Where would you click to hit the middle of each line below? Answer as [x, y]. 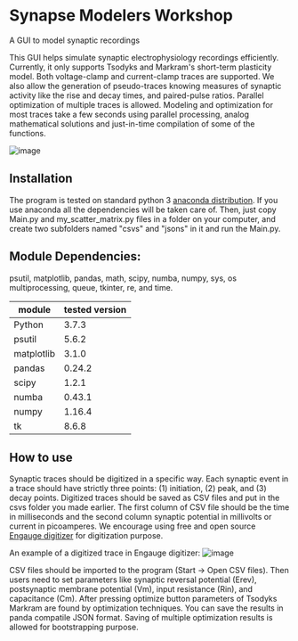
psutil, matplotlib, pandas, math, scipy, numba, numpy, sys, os [123, 278]
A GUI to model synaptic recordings [75, 40]
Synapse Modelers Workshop [121, 16]
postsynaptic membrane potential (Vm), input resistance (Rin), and [131, 589]
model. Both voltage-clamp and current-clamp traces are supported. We [142, 76]
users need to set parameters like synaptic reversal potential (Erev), [133, 579]
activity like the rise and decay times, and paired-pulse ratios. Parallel [137, 95]
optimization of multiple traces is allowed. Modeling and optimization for [141, 104]
